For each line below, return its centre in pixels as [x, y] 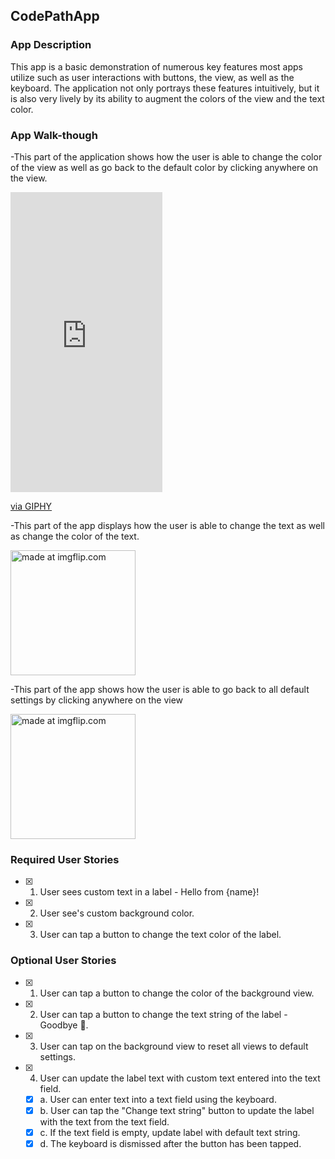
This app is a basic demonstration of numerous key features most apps [156, 66]
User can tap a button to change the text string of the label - [163, 1014]
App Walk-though [54, 135]
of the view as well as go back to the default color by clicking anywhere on [164, 167]
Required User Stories [65, 859]
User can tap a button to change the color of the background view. [177, 993]
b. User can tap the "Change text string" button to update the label [177, 1110]
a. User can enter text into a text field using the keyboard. [158, 1099]
